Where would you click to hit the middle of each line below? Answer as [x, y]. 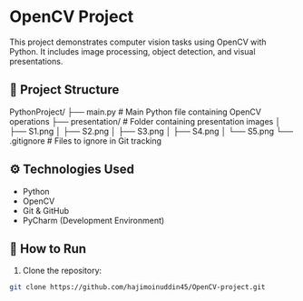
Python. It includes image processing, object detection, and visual [132, 51]
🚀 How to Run [48, 249]
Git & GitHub [46, 210]
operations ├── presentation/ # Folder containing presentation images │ [145, 121]
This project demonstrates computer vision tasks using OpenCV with [138, 42]
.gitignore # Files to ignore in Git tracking [85, 140]
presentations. [36, 61]
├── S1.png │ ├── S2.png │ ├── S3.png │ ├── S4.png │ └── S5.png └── [151, 131]
